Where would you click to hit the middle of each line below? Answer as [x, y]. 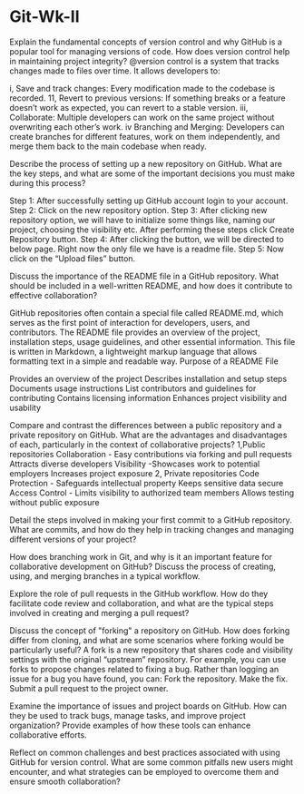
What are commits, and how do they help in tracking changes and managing [152, 529]
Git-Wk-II [44, 17]
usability [25, 407]
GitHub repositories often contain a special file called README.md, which [147, 313]
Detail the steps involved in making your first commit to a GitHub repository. [151, 520]
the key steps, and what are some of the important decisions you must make [152, 173]
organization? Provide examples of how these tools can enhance [130, 725]
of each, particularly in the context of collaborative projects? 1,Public [137, 444]
